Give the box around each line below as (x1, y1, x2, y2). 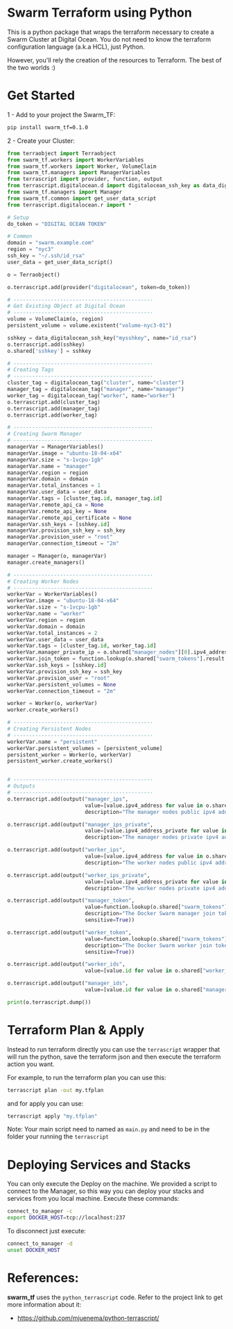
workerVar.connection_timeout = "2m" (7, 688, 116, 695)
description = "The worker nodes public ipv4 (84, 859, 213, 866)
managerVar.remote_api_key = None (7, 507, 107, 514)
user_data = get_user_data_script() (7, 259, 113, 266)
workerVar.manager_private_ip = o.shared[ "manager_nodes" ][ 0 (7, 649, 188, 656)
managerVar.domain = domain (7, 476, 89, 483)
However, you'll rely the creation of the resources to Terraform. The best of (7, 55, 222, 64)
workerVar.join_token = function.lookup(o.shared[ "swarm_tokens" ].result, (7, 655, 228, 663)
